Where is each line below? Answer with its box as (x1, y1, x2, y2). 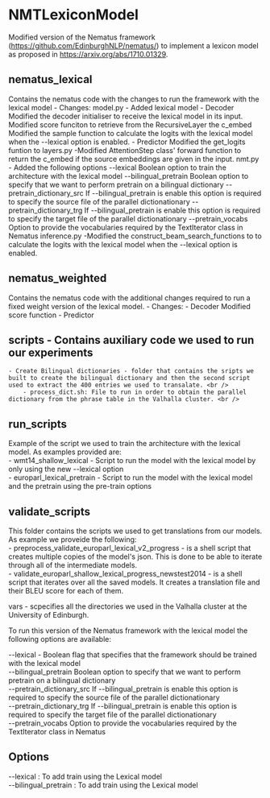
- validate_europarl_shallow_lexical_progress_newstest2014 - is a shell (8, 569, 243, 578)
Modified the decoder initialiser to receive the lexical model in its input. (8, 111, 243, 121)
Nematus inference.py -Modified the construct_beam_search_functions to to (8, 231, 262, 241)
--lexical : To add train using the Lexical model (8, 771, 163, 781)
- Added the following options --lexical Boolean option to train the (8, 163, 227, 172)
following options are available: (8, 635, 111, 643)
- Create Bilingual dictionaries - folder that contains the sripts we (8, 367, 254, 375)
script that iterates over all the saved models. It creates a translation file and (8, 577, 260, 587)
